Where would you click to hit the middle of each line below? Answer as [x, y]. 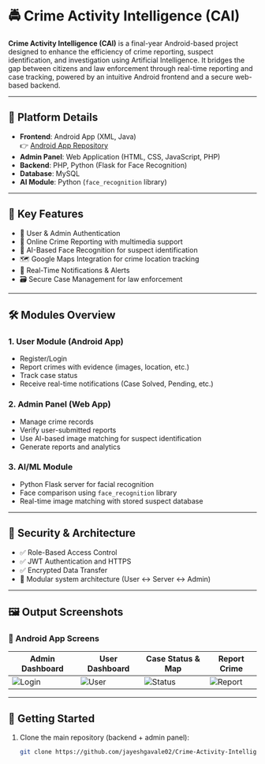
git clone [36, 752]
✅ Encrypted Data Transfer [63, 570]
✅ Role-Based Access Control [68, 552]
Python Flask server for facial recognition [87, 484]
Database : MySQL [50, 173]
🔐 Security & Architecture [72, 533]
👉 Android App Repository [64, 145]
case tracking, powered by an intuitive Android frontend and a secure [121, 77]
